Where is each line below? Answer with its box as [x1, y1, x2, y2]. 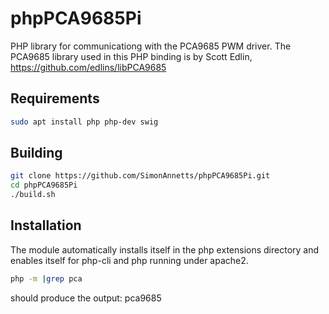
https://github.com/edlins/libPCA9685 [10, 61, 167, 73]
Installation [10, 217, 82, 234]
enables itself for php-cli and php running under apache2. [10, 254, 249, 266]
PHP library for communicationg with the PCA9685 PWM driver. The [10, 40, 292, 52]
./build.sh [10, 190, 56, 200]
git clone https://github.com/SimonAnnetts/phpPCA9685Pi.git [10, 171, 271, 181]
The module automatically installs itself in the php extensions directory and [10, 243, 320, 256]
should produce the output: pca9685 [10, 292, 162, 304]
